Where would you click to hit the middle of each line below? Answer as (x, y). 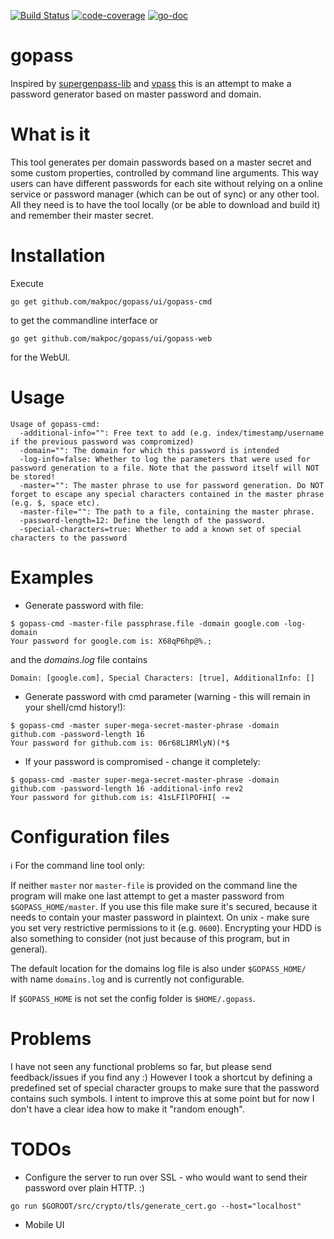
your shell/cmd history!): (75, 707)
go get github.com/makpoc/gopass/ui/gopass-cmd (111, 301)
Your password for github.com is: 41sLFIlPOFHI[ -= (120, 797)
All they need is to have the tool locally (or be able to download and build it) (165, 204)
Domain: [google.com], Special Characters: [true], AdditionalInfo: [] (162, 678)
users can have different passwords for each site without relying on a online (166, 183)
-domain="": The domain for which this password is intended (149, 450)
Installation (58, 256)
